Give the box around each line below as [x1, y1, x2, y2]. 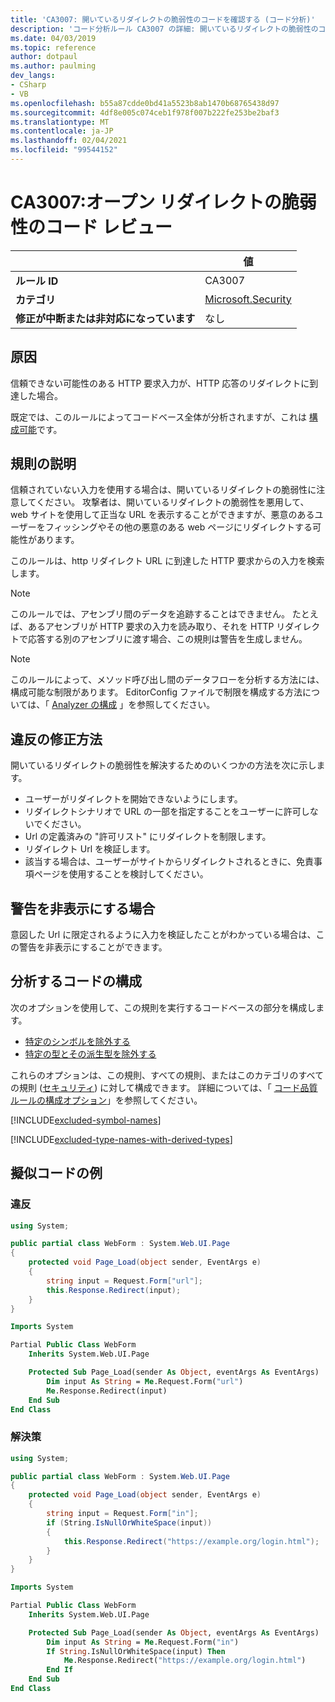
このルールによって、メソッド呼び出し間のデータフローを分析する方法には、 [10, 674, 325, 686]
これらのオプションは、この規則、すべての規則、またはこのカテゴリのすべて [10, 1069, 324, 1081]
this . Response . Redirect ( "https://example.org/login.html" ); [63, 1536, 320, 1546]
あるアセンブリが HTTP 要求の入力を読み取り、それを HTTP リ [27, 621, 286, 633]
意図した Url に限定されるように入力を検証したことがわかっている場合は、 [10, 929, 317, 941]
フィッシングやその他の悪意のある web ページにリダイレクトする [44, 521, 313, 533]
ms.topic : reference [10, 42, 97, 53]
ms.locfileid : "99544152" [10, 145, 118, 155]
